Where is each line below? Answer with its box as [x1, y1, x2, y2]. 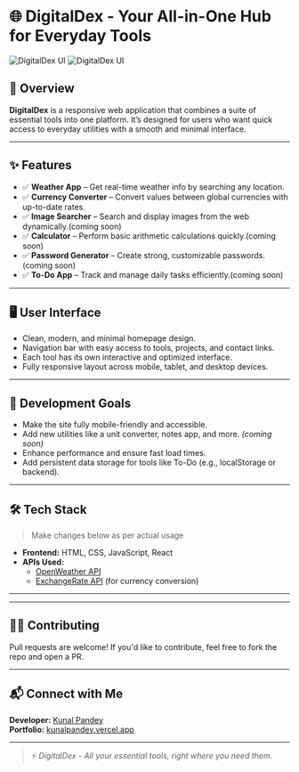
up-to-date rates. [21, 201, 86, 212]
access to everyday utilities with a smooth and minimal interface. [9, 123, 246, 134]
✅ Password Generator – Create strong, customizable [21, 249, 221, 260]
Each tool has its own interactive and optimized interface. [21, 352, 233, 362]
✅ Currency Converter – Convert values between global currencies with [21, 191, 289, 202]
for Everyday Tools [9, 26, 151, 46]
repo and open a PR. [9, 651, 85, 662]
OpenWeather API [35, 566, 101, 576]
